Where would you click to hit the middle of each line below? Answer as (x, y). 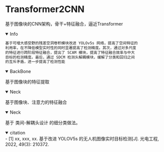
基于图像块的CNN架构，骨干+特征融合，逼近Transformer (64, 24)
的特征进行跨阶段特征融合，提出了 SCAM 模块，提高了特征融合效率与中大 (70, 52)
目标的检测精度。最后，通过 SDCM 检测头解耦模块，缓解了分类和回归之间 (70, 57)
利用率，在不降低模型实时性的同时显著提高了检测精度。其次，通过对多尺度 (71, 48)
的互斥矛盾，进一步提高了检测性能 (35, 62)
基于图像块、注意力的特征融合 (36, 102)
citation (18, 133)
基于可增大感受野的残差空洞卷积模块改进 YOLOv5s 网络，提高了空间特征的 (72, 43)
